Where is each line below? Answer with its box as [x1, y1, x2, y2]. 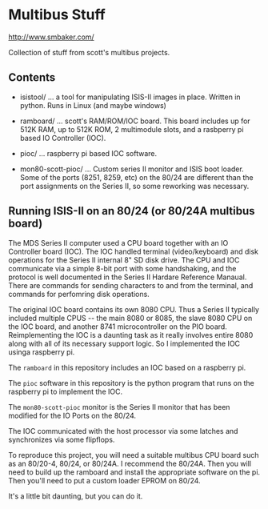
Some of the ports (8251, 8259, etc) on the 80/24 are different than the [19, 172, 254, 182]
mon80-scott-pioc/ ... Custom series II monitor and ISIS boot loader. [19, 164, 244, 174]
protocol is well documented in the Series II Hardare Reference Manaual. [8, 272, 247, 282]
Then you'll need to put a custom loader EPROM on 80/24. [8, 475, 202, 485]
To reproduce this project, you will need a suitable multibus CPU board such [8, 450, 259, 459]
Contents [8, 70, 56, 85]
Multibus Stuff [8, 6, 106, 24]
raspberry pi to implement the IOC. [8, 387, 122, 396]
